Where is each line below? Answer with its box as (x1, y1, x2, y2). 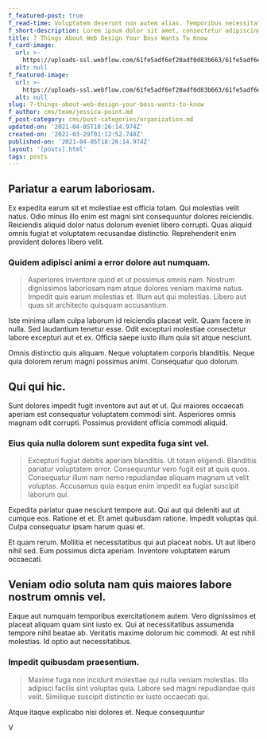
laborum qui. (27, 489, 70, 499)
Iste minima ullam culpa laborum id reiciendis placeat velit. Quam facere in (8, 316, 252, 325)
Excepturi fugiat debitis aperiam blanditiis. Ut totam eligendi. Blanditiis (27, 456, 257, 466)
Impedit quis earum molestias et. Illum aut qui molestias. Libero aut (27, 292, 246, 301)
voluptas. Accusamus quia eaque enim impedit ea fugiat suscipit (27, 482, 239, 491)
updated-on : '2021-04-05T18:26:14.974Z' (8, 123, 145, 131)
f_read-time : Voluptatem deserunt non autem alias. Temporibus (8, 19, 222, 27)
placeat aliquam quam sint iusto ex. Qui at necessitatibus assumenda (8, 619, 234, 630)
